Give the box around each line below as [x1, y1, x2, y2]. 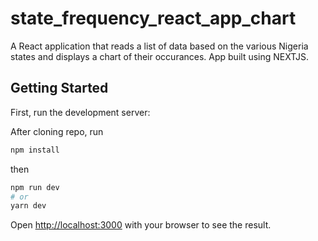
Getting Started [10, 80, 109, 97]
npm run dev [10, 182, 60, 192]
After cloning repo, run [10, 125, 104, 137]
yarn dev [10, 201, 47, 211]
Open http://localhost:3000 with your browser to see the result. [10, 219, 272, 231]
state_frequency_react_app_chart [10, 7, 297, 30]
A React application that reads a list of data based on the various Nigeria [10, 40, 309, 52]
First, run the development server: [10, 106, 151, 118]
